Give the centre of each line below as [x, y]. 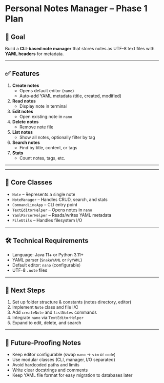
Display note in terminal [43, 106]
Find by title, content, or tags [48, 147]
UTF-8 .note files [30, 270]
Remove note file [36, 127]
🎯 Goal [15, 37]
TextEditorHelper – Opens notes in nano [52, 210]
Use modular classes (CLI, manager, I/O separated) [64, 360]
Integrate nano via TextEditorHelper [48, 318]
